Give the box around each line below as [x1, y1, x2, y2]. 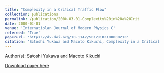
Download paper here [5, 62, 49, 68]
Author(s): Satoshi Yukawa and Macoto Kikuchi [5, 53, 101, 59]
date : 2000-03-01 [5, 21, 41, 26]
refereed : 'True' [5, 30, 41, 35]
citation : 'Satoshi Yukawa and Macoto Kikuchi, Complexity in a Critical [5, 39, 160, 44]
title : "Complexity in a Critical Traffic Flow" [5, 7, 107, 12]
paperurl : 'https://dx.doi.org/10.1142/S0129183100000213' [5, 35, 129, 40]
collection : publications [5, 12, 58, 17]
